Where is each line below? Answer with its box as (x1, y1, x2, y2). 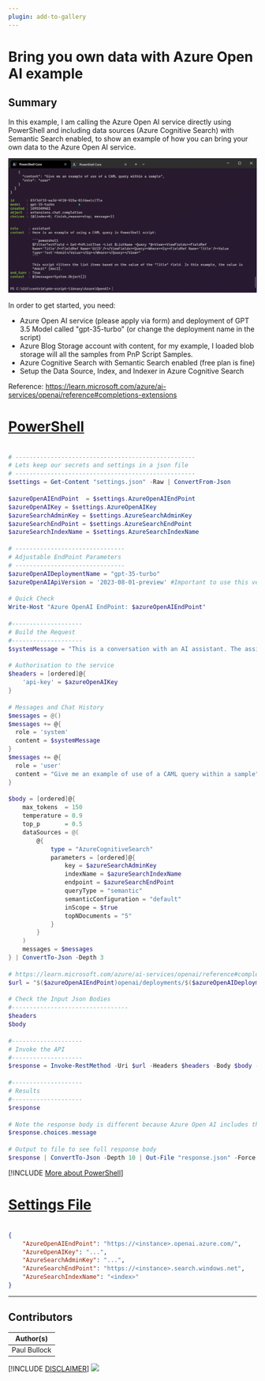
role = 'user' (15, 762, 62, 770)
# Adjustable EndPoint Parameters (8, 554, 122, 562)
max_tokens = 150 (22, 804, 83, 812)
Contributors (8, 1311, 73, 1324)
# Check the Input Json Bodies (8, 995, 111, 1004)
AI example (8, 64, 84, 82)
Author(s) (15, 1334, 49, 1344)
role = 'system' (15, 728, 69, 736)
